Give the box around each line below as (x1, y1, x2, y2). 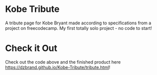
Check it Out (5, 43, 57, 54)
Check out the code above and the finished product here (5, 59, 121, 65)
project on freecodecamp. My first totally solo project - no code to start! (5, 25, 152, 31)
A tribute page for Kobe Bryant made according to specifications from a (5, 20, 152, 26)
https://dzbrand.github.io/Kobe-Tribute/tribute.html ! (5, 64, 110, 70)
